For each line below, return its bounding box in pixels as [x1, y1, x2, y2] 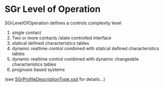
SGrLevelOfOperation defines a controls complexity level [4, 20, 122, 26]
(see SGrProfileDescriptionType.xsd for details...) [4, 76, 106, 82]
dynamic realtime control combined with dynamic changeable [11, 56, 139, 62]
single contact [11, 29, 41, 35]
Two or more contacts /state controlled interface [11, 35, 112, 41]
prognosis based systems [11, 66, 65, 73]
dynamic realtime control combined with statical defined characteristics [11, 45, 160, 51]
